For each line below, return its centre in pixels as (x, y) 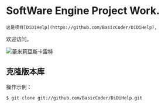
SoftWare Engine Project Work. (83, 11)
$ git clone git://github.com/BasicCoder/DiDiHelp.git (74, 98)
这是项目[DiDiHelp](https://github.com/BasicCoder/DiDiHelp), (82, 27)
